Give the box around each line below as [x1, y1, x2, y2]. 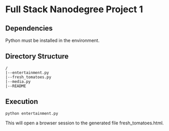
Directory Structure [5, 52, 69, 61]
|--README [5, 83, 27, 89]
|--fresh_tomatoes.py [5, 74, 52, 80]
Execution [5, 97, 38, 106]
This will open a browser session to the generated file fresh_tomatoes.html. [5, 120, 164, 126]
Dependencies [5, 24, 53, 33]
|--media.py [5, 79, 31, 84]
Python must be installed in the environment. [5, 37, 100, 43]
